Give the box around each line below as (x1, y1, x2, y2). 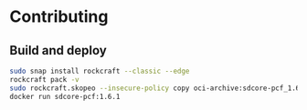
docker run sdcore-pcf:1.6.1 (9, 92, 121, 101)
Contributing (9, 6, 109, 27)
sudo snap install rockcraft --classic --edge (9, 66, 190, 75)
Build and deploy (9, 43, 107, 58)
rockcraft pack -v (9, 75, 79, 84)
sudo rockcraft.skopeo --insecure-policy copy (9, 84, 190, 93)
